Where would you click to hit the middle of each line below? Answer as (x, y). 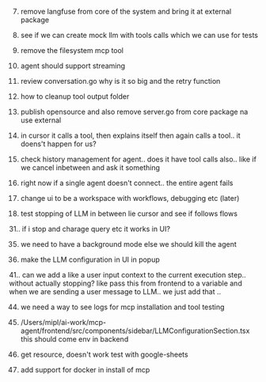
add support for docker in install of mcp (85, 370)
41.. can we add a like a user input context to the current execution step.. (127, 275)
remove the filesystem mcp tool (72, 50)
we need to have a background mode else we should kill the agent (128, 244)
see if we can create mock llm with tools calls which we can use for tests (139, 35)
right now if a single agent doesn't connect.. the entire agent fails (127, 183)
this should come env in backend (74, 339)
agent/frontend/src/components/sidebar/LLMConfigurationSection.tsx (135, 331)
